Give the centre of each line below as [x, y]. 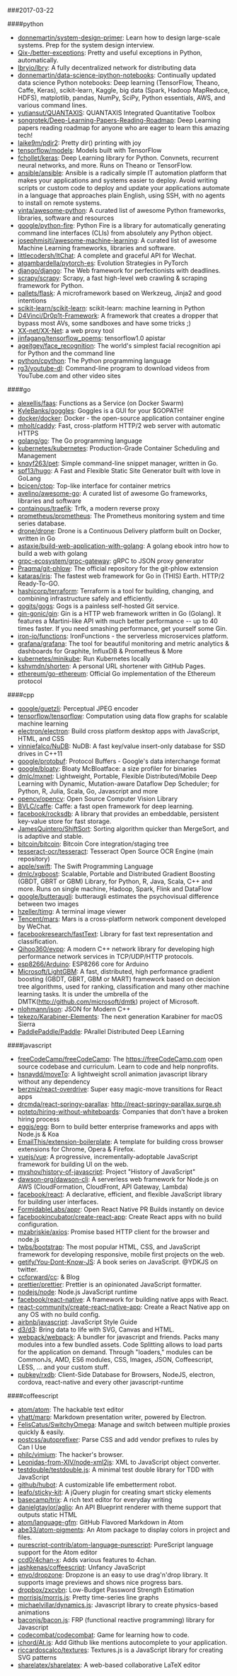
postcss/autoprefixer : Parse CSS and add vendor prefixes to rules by [118, 1439]
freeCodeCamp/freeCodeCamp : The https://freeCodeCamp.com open [120, 1059]
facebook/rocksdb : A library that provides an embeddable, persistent [118, 814]
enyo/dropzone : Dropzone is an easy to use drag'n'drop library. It [113, 1575]
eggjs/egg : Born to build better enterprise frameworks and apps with [118, 1127]
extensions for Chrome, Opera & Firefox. [76, 1149]
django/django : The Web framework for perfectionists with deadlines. [119, 270]
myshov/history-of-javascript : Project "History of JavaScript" [106, 1172]
